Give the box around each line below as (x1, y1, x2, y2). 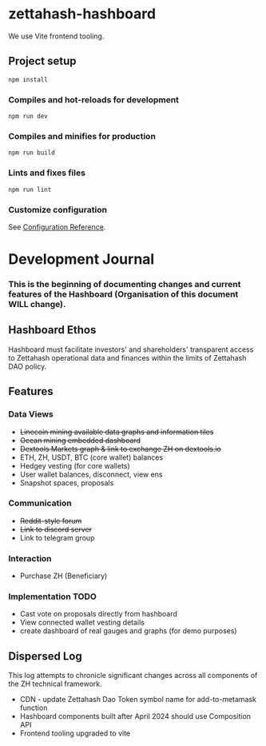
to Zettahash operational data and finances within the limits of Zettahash (8, 353, 247, 362)
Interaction (8, 553, 52, 564)
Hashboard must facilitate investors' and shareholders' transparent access (8, 345, 254, 354)
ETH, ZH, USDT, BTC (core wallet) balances (19, 453, 164, 462)
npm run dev (8, 113, 48, 121)
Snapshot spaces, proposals (19, 477, 114, 488)
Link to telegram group (19, 533, 95, 542)
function (19, 703, 48, 712)
